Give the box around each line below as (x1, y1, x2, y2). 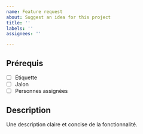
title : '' (6, 20, 31, 26)
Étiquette (14, 74, 38, 81)
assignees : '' (6, 31, 42, 37)
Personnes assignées (14, 88, 68, 95)
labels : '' (6, 25, 34, 32)
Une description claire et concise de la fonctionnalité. (6, 120, 138, 128)
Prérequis (6, 58, 44, 68)
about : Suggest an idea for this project (6, 14, 111, 20)
